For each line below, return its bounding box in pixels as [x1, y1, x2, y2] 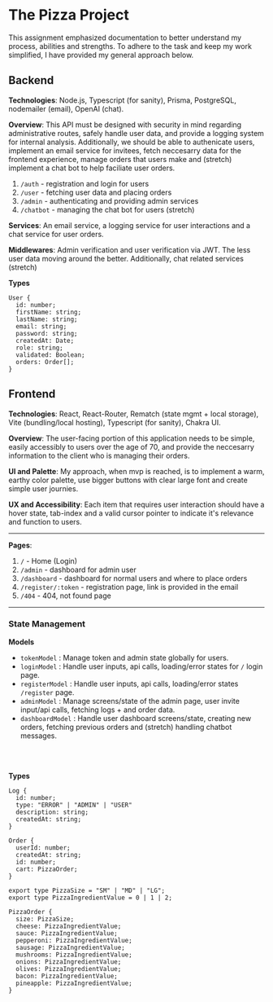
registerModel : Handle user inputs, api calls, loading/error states [19, 679, 239, 688]
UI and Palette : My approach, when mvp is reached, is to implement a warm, [8, 466, 265, 476]
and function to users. [8, 516, 83, 526]
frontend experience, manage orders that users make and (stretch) [8, 154, 232, 164]
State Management [8, 618, 86, 630]
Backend [8, 73, 54, 87]
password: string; [15, 329, 79, 337]
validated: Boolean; [15, 350, 85, 359]
